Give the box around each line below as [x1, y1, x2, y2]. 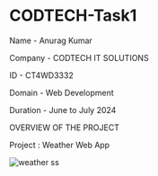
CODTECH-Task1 [9, 5, 137, 26]
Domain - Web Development [9, 87, 114, 98]
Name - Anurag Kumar [9, 35, 92, 46]
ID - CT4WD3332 [9, 69, 74, 81]
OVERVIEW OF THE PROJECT [9, 122, 119, 133]
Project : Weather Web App [9, 139, 110, 150]
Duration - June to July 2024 [9, 104, 117, 115]
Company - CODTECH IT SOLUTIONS [9, 52, 150, 63]
